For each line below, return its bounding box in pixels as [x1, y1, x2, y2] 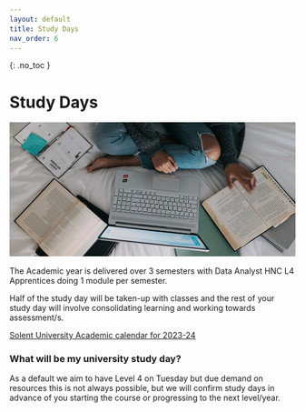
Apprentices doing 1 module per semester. [9, 276, 168, 286]
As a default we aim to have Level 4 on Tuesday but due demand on [9, 373, 263, 384]
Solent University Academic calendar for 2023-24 [9, 330, 196, 341]
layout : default [9, 15, 71, 24]
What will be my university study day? [9, 353, 182, 366]
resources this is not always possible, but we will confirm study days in [9, 383, 275, 394]
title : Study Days [9, 24, 79, 34]
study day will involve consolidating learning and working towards [9, 303, 256, 314]
